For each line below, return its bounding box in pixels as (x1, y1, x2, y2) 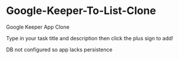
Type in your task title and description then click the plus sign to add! (6, 34, 174, 41)
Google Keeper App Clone (6, 23, 69, 30)
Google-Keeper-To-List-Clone (6, 4, 156, 18)
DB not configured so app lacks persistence (6, 46, 113, 53)
